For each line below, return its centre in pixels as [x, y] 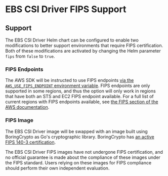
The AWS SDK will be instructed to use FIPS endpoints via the [70, 80]
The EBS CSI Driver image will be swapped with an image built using [76, 131]
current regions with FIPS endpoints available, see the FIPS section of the [82, 102]
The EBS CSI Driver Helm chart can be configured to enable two [72, 40]
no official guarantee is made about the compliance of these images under [83, 157]
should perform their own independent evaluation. [57, 168]
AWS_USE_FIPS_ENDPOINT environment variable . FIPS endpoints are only [78, 86]
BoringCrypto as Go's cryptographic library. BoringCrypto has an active [80, 137]
